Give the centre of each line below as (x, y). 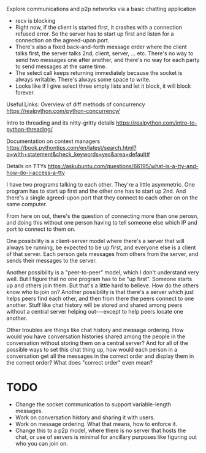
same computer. (27, 204)
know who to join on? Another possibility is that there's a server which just (100, 292)
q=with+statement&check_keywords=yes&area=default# (78, 154)
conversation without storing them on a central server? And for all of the (97, 343)
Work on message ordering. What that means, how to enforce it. (96, 424)
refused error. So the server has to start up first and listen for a (94, 34)
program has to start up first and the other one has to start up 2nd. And (96, 191)
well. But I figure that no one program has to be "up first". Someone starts (99, 279)
